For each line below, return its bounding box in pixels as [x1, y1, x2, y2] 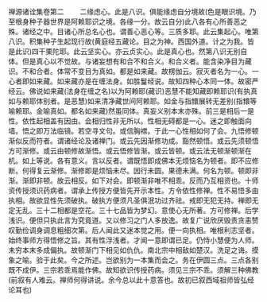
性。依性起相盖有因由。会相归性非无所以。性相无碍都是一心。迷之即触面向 [8, 116, 252, 126]
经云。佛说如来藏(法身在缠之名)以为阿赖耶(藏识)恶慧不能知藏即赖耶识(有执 [8, 87, 251, 95]
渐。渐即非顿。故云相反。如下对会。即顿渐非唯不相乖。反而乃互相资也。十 [8, 176, 252, 185]
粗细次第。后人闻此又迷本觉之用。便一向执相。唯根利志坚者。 [56, 226, 259, 234]
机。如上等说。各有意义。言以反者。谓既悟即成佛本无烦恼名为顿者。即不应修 [8, 156, 259, 165]
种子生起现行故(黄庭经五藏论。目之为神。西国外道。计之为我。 [42, 37, 248, 46]
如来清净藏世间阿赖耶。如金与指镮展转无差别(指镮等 [87, 96, 257, 106]
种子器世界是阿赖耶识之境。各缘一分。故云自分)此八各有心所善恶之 [29, 17, 248, 26]
